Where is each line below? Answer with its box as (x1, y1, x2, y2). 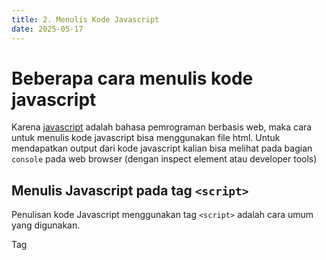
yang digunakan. (11, 219, 81, 231)
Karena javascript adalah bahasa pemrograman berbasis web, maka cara (11, 121, 313, 133)
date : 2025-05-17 (11, 24, 84, 34)
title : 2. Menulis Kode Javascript (11, 14, 160, 25)
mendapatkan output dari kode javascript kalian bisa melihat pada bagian (11, 142, 313, 155)
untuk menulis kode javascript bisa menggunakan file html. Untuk (11, 132, 281, 144)
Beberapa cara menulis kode (11, 67, 254, 90)
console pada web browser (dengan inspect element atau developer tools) (11, 153, 318, 165)
